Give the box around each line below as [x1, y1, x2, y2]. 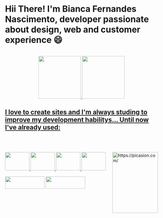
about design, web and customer [5, 24, 141, 35]
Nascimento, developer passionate [5, 14, 149, 25]
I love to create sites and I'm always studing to [5, 108, 148, 116]
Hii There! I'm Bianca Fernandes [5, 3, 137, 15]
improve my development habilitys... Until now [5, 116, 149, 124]
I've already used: [5, 123, 61, 132]
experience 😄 [5, 35, 63, 46]
